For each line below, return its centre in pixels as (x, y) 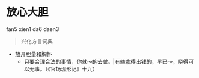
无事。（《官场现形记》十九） (63, 68)
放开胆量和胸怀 (33, 54)
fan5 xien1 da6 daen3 (33, 29)
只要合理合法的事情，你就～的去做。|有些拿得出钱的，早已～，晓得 (106, 61)
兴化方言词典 (37, 41)
